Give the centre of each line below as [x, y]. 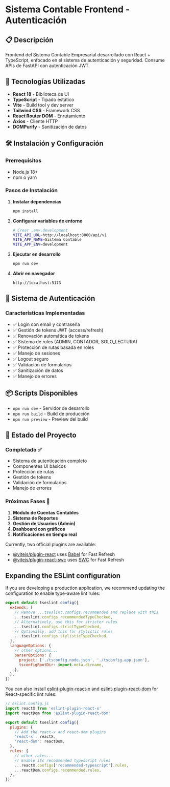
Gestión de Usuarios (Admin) [44, 523]
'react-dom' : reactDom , [40, 741]
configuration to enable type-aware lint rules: [53, 593]
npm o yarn [25, 177]
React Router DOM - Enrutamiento [49, 116]
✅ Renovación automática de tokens [51, 336]
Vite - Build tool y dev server [43, 105]
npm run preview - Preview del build [50, 419]
